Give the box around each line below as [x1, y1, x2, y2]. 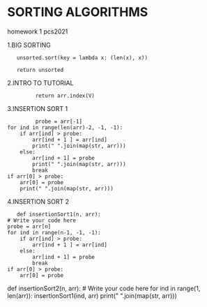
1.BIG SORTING [7, 40, 51, 49]
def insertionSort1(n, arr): [16, 211, 101, 218]
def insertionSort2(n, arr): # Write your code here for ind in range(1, [7, 284, 201, 292]
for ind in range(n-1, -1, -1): [7, 229, 101, 236]
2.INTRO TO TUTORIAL [7, 78, 74, 87]
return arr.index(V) [35, 92, 95, 99]
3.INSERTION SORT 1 [7, 104, 68, 112]
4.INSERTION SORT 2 [7, 197, 70, 206]
